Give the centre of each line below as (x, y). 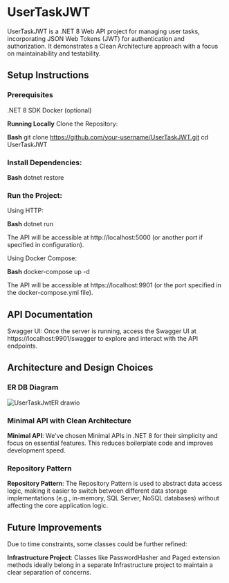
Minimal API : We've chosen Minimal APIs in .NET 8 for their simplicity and (112, 436)
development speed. (36, 450)
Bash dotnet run (30, 224)
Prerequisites (30, 95)
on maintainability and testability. (54, 53)
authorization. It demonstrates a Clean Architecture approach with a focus (113, 46)
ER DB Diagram (33, 387)
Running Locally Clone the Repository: (63, 124)
